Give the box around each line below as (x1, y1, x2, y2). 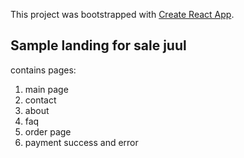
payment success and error (24, 136, 139, 148)
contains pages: (10, 64, 77, 76)
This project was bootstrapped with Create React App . (10, 9, 235, 20)
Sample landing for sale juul (10, 37, 187, 54)
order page (24, 125, 72, 138)
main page (24, 83, 69, 95)
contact (24, 94, 57, 106)
